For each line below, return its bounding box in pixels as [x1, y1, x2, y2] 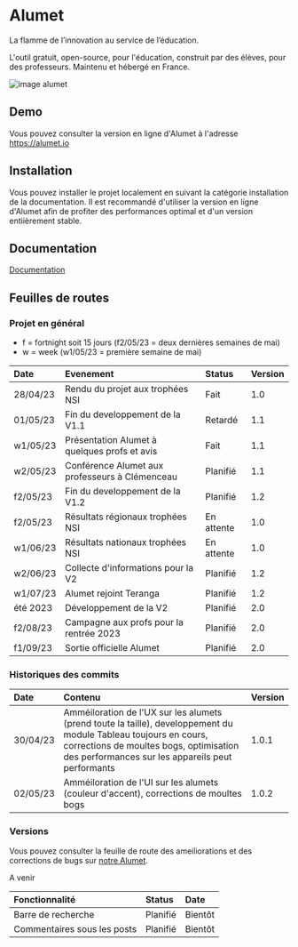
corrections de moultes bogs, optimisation [63, 740, 239, 752]
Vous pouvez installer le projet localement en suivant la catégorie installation [9, 187, 289, 197]
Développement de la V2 [65, 602, 169, 614]
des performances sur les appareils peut [63, 750, 232, 763]
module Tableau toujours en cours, [63, 728, 208, 741]
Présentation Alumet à [65, 434, 158, 446]
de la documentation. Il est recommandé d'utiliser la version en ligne [9, 197, 259, 207]
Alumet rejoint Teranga [65, 588, 160, 600]
